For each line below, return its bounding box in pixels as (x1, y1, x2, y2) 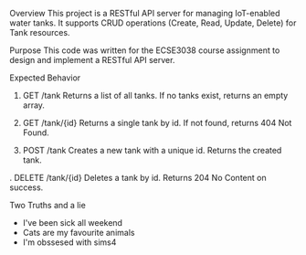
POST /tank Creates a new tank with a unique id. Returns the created (22, 145, 282, 155)
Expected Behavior (9, 72, 81, 83)
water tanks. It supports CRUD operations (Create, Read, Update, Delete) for (9, 17, 297, 28)
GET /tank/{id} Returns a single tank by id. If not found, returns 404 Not (22, 118, 292, 128)
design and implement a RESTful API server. (9, 55, 175, 65)
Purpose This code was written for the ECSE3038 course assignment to (9, 45, 280, 56)
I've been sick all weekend (22, 218, 123, 228)
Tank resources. (9, 27, 70, 37)
